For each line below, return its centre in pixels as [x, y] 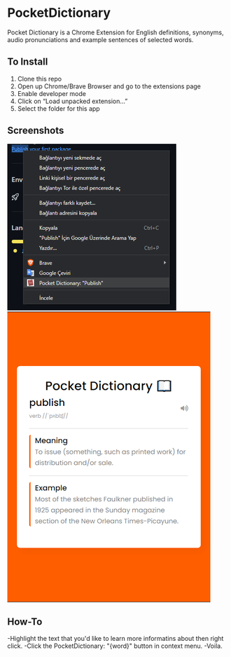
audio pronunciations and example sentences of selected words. [100, 39]
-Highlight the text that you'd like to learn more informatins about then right [115, 639]
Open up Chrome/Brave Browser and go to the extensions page [109, 86]
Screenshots [36, 131]
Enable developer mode [51, 93]
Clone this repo [39, 79]
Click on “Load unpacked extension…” [72, 101]
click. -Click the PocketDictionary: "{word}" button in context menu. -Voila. [115, 646]
